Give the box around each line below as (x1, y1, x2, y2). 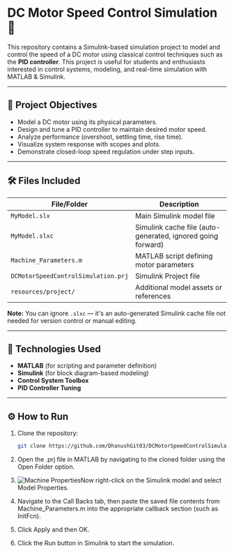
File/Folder (51, 199, 88, 209)
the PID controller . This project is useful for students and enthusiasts (7, 57, 205, 66)
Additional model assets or (135, 282, 223, 292)
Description (159, 199, 200, 209)
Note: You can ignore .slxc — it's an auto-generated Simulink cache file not (7, 309, 226, 317)
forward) (135, 239, 164, 249)
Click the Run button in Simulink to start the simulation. (17, 539, 175, 547)
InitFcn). (17, 512, 41, 520)
